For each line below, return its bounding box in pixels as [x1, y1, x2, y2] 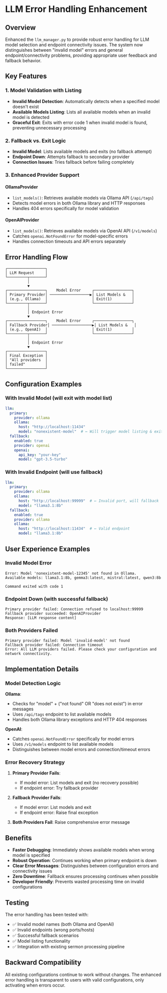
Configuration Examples [5, 380, 82, 388]
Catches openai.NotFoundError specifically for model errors [12, 736, 134, 742]
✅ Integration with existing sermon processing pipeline [12, 944, 125, 949]
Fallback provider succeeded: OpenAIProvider [5, 611, 101, 616]
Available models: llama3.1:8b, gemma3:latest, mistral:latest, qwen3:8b [5, 575, 162, 580]
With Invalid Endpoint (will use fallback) [5, 469, 103, 476]
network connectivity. [5, 651, 52, 657]
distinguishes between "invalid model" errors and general [5, 47, 123, 53]
